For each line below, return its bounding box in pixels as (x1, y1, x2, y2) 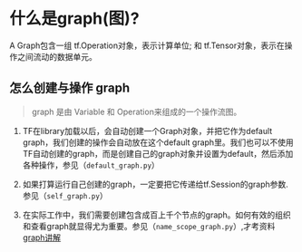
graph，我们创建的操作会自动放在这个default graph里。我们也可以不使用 (22, 137, 294, 148)
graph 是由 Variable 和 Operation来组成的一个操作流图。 (31, 106, 242, 117)
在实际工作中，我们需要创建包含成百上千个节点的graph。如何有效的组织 (22, 209, 292, 220)
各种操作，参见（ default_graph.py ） (22, 160, 161, 170)
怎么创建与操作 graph (9, 81, 131, 96)
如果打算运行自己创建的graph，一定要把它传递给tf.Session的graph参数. (22, 179, 288, 189)
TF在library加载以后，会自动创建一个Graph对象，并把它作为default (22, 125, 273, 136)
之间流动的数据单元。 (16, 51, 97, 62)
